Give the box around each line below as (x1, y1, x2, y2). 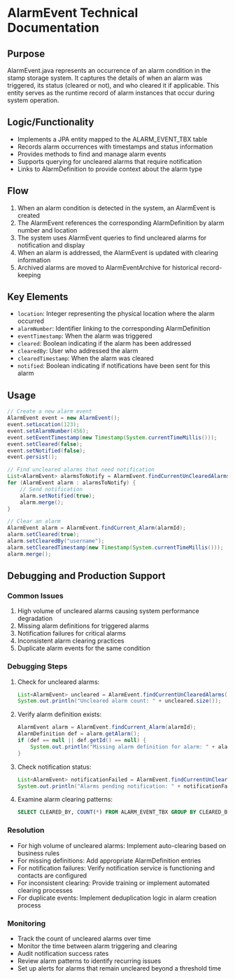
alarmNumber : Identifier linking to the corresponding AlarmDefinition (17, 324, 211, 333)
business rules (17, 849, 60, 857)
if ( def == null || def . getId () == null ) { (17, 737, 147, 744)
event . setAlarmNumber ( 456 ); (7, 427, 90, 434)
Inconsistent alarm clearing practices (17, 636, 124, 645)
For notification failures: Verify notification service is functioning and (17, 863, 215, 872)
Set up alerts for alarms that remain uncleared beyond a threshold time (17, 964, 222, 972)
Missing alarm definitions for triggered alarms (17, 622, 149, 630)
